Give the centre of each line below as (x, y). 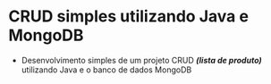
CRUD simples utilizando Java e (129, 17)
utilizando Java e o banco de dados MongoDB (106, 70)
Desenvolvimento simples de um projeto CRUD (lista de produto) (142, 60)
